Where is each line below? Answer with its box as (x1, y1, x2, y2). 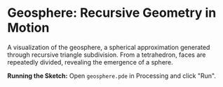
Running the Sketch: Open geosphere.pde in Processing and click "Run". (7, 72, 216, 80)
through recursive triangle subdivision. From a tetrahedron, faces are (7, 51, 206, 59)
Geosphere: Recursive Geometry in (7, 5, 217, 21)
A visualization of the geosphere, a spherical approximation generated (7, 43, 210, 51)
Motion (7, 20, 50, 36)
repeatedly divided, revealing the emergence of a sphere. (7, 58, 173, 66)
